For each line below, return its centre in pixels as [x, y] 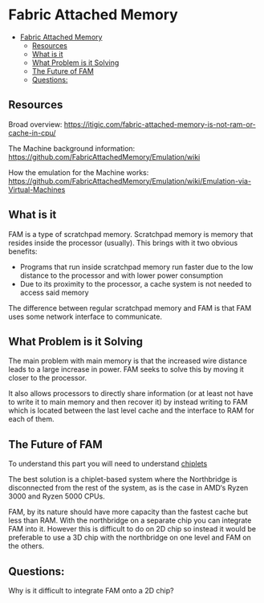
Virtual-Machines [37, 189]
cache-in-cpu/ [32, 132]
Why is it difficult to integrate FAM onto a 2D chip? [91, 591]
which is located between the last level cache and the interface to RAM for [131, 410]
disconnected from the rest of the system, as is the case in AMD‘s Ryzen [128, 488]
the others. [26, 546]
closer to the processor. [48, 378]
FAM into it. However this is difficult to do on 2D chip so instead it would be [132, 529]
